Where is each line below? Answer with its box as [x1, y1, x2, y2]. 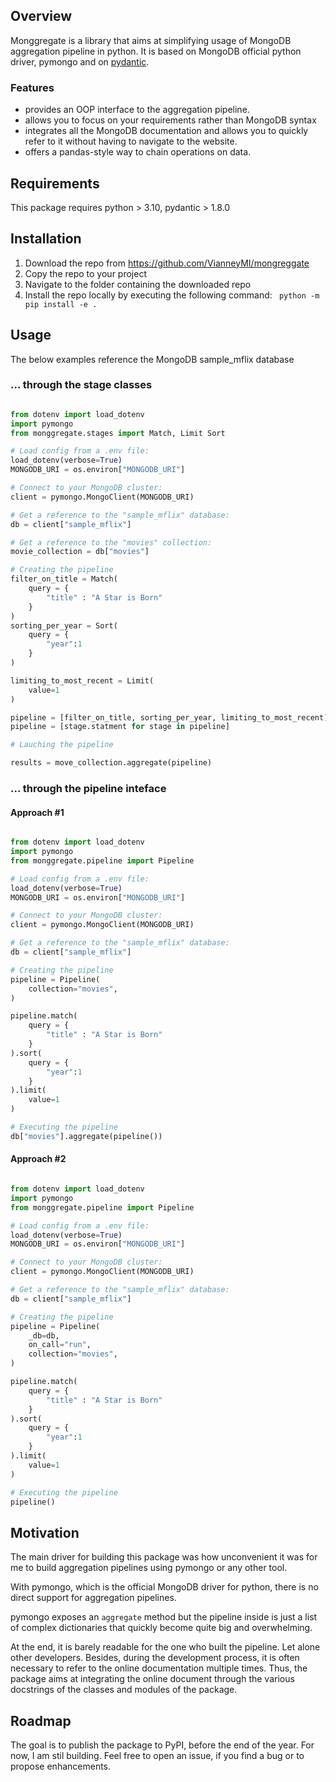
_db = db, [28, 1330, 60, 1341]
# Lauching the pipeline [10, 740, 114, 750]
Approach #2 [10, 1153, 67, 1165]
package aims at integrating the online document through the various [10, 1673, 295, 1685]
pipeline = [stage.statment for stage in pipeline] [10, 722, 230, 732]
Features [10, 80, 55, 94]
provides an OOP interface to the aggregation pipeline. [24, 104, 250, 116]
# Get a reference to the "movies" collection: [10, 537, 213, 548]
